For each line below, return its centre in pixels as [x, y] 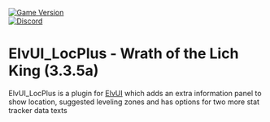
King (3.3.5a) [54, 71]
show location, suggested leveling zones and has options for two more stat [134, 102]
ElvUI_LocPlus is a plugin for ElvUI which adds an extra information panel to [135, 93]
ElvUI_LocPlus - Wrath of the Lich [124, 54]
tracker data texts [38, 110]
